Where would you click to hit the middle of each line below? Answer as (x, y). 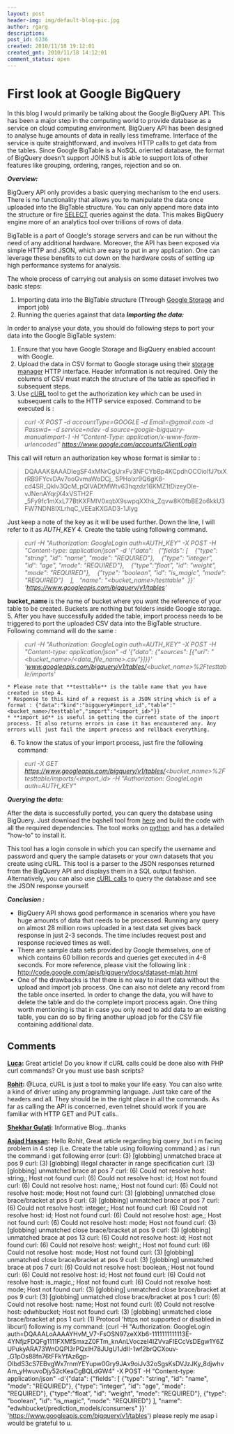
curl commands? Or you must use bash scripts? (76, 1071)
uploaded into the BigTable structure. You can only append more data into (113, 207)
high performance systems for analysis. (64, 265)
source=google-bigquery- (148, 429)
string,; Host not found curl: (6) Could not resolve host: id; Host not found (112, 1178)
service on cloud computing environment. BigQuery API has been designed (115, 128)
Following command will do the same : (62, 630)
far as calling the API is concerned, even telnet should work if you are (107, 1106)
